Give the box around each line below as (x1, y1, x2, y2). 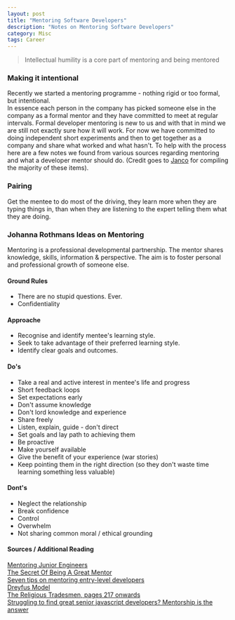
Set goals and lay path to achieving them (17, 430, 135, 439)
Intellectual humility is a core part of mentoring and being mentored (24, 55, 220, 64)
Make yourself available (17, 445, 86, 454)
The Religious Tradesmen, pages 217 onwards (7, 591, 141, 599)
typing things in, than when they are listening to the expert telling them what (7, 204, 227, 213)
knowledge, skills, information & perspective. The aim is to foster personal (7, 253, 221, 262)
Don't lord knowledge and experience (17, 408, 127, 416)
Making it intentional (7, 73, 79, 83)
